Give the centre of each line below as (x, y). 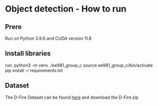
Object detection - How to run (66, 9)
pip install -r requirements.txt (34, 70)
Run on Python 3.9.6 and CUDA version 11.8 (48, 38)
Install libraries (28, 53)
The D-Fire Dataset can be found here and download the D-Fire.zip (72, 97)
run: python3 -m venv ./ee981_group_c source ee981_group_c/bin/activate (79, 65)
